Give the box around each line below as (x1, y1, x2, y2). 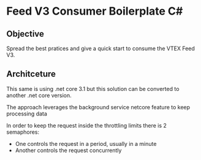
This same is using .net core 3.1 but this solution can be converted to (6, 85, 180, 92)
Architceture (6, 69, 56, 79)
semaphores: (6, 128, 40, 136)
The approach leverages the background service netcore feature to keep (6, 103, 191, 111)
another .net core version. (6, 92, 72, 99)
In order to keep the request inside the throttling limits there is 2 (6, 122, 167, 129)
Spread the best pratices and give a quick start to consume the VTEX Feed (6, 45, 195, 52)
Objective (6, 29, 45, 39)
